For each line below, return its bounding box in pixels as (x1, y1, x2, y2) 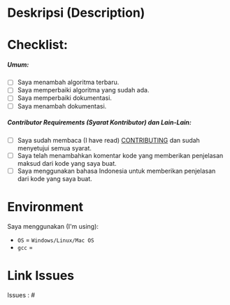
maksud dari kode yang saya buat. (17, 159, 117, 167)
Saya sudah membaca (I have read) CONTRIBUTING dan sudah (17, 136, 201, 144)
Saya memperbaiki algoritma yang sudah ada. (17, 86, 150, 94)
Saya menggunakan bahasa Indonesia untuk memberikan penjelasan (17, 166, 216, 175)
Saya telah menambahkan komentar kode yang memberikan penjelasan (17, 151, 224, 159)
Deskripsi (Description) (7, 5, 145, 21)
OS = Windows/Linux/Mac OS (17, 236, 94, 244)
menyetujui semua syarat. (17, 143, 92, 152)
